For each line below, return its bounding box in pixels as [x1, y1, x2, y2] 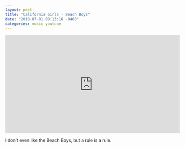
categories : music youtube [5, 21, 61, 26]
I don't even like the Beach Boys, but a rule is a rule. [5, 138, 112, 144]
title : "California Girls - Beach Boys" [5, 12, 91, 17]
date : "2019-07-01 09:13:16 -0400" [5, 16, 79, 21]
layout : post [5, 7, 32, 12]
